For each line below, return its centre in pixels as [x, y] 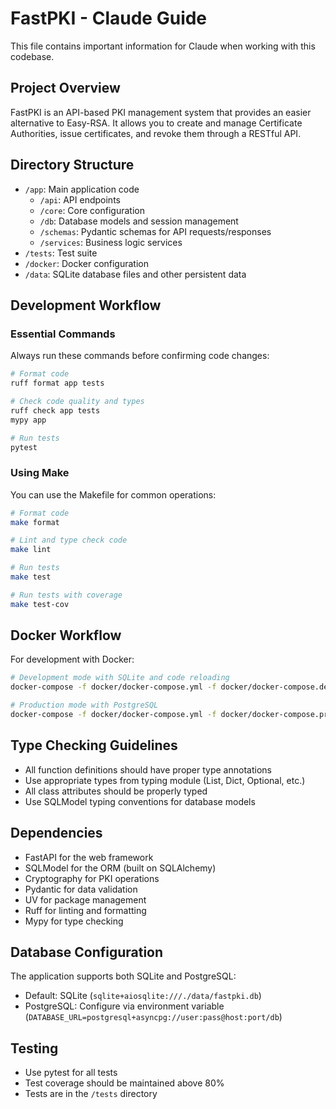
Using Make [40, 473]
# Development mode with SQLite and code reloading [120, 678]
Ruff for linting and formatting [85, 910]
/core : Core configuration [92, 210]
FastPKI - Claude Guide [109, 18]
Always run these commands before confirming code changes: [140, 356]
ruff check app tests [55, 410]
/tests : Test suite [61, 253]
